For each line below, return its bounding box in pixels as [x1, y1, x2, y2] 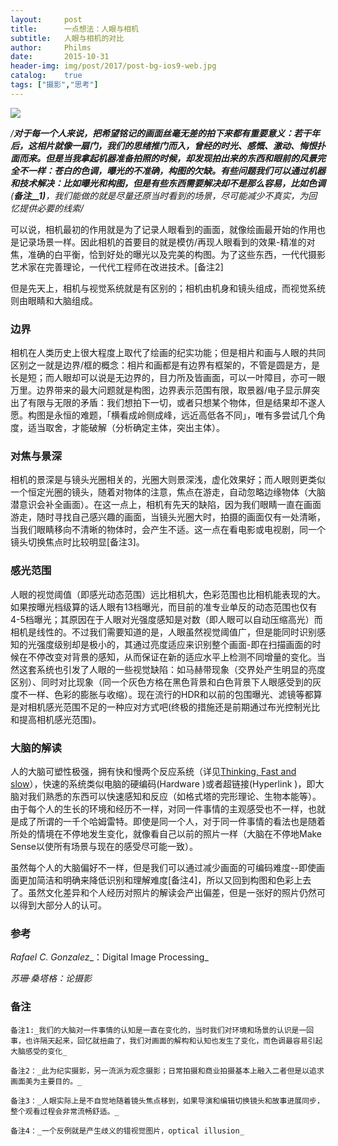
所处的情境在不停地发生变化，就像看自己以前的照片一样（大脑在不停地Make [10, 827, 323, 840]
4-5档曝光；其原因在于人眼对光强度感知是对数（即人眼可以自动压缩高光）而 [10, 613, 323, 625]
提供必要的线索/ [18, 202, 85, 214]
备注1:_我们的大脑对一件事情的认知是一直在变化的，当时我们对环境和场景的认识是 [10, 1025, 300, 1035]
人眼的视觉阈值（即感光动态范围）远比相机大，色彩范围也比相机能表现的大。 [10, 588, 326, 600]
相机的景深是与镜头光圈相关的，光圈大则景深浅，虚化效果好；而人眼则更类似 [10, 474, 326, 486]
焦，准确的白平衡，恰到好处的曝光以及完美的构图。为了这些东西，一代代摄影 [10, 248, 326, 260]
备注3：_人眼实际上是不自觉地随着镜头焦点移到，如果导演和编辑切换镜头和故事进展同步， [10, 1096, 325, 1106]
